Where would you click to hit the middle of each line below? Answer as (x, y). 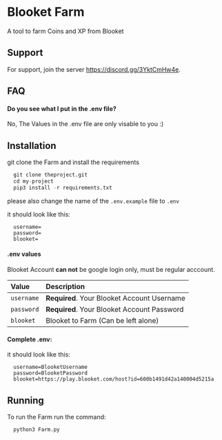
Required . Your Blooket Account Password (115, 309)
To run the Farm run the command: (57, 417)
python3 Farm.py (37, 430)
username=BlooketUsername (51, 367)
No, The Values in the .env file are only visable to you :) (85, 124)
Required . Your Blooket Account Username (115, 298)
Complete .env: (30, 339)
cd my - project (33, 181)
